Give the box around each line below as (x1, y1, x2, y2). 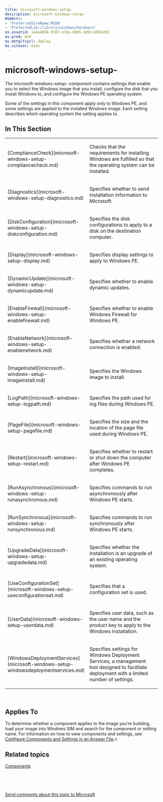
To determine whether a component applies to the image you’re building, (5, 721, 150, 726)
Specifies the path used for (89, 394, 151, 401)
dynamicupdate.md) (7, 287, 54, 294)
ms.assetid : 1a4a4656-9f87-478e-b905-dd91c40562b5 (5, 30, 110, 35)
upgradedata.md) (7, 559, 48, 566)
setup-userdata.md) (7, 622, 54, 629)
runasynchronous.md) (7, 496, 58, 503)
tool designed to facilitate (89, 664, 147, 671)
